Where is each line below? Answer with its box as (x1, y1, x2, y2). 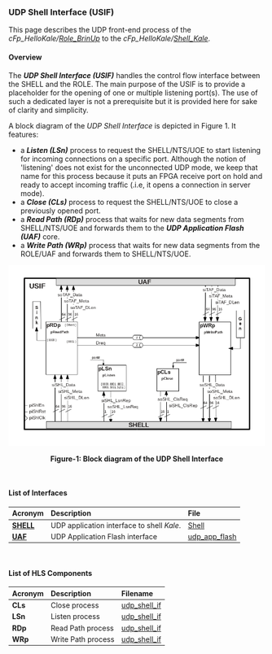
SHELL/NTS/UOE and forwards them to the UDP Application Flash (20, 223, 244, 233)
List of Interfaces (8, 488, 68, 498)
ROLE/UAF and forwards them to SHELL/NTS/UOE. (20, 249, 191, 259)
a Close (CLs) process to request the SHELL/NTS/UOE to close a (20, 197, 239, 207)
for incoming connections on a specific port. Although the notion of (20, 154, 247, 163)
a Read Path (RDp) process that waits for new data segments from (20, 214, 244, 224)
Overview (8, 52, 42, 62)
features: (8, 129, 39, 139)
